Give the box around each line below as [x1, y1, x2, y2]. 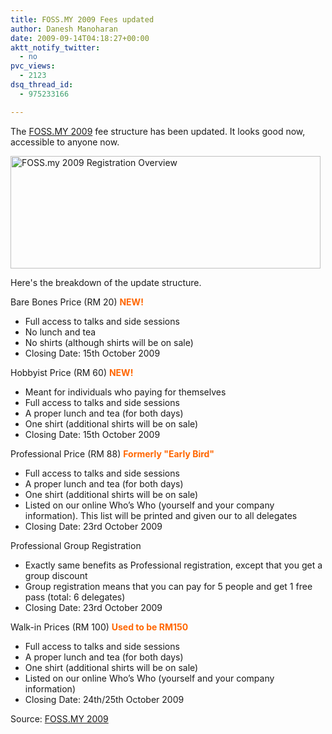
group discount [24, 569, 88, 581]
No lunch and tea [24, 326, 97, 338]
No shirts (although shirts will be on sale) [24, 336, 194, 348]
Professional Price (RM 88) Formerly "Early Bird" [10, 447, 215, 460]
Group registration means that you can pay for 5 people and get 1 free [24, 580, 313, 592]
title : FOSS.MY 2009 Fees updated [10, 14, 155, 25]
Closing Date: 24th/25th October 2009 [24, 693, 185, 705]
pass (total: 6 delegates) [24, 591, 126, 603]
